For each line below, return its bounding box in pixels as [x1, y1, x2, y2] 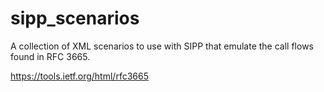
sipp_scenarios [10, 7, 140, 30]
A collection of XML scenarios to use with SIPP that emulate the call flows [10, 40, 314, 52]
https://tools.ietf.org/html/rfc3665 [10, 70, 149, 82]
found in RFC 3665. [10, 50, 91, 62]
